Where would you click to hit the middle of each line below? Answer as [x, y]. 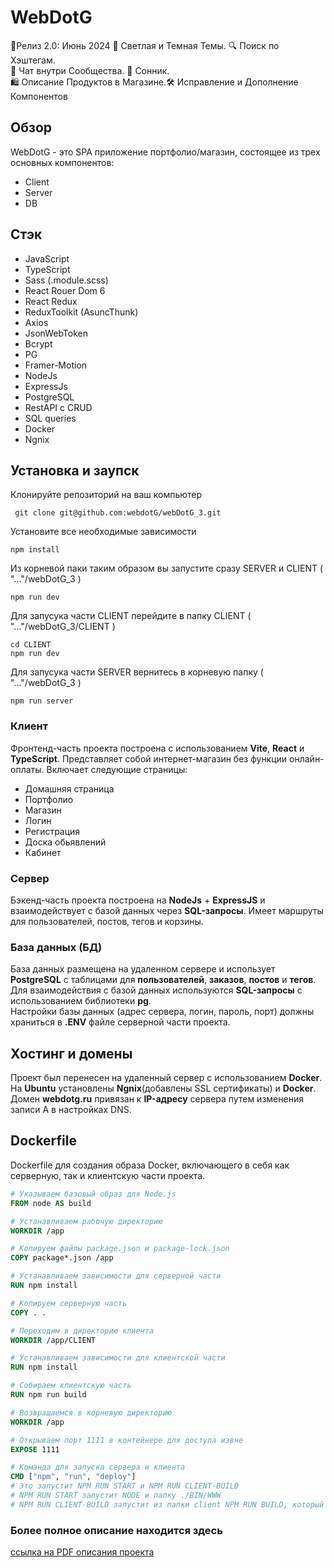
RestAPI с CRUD [58, 407]
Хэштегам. [33, 60]
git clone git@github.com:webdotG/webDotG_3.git [118, 513]
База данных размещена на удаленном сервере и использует [143, 969]
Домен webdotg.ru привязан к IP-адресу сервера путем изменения [157, 1099]
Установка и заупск [75, 470]
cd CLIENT [31, 645]
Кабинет [43, 852]
